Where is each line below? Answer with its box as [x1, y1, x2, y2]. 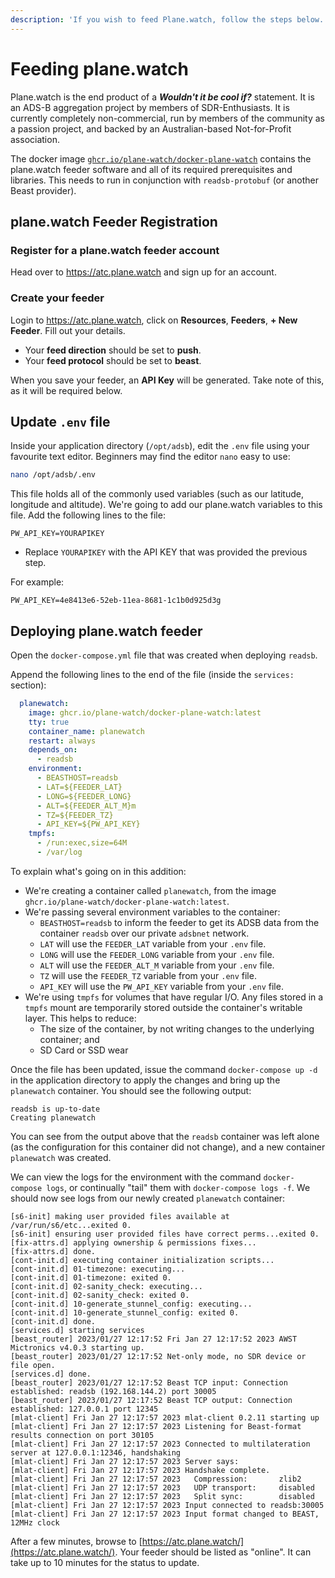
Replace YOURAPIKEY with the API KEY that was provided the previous [24, 546, 308, 558]
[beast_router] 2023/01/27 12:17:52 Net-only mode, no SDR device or [10, 1351, 307, 1361]
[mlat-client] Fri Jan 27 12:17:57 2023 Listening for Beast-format [10, 1421, 302, 1431]
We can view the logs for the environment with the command [10, 1171, 262, 1183]
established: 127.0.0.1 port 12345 [10, 1404, 159, 1414]
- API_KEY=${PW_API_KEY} [36, 819, 141, 830]
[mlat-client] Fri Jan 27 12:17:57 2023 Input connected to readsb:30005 [10, 1500, 325, 1510]
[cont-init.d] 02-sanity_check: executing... [10, 1281, 203, 1291]
